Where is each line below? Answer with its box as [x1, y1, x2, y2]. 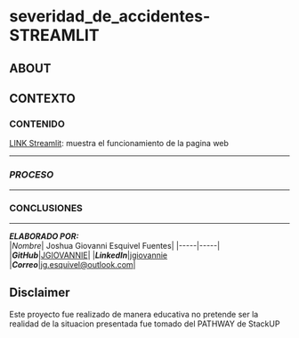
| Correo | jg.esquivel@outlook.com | [9, 259, 136, 269]
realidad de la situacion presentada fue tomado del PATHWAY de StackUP [9, 318, 280, 329]
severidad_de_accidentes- [9, 6, 211, 27]
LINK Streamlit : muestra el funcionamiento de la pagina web [9, 138, 230, 149]
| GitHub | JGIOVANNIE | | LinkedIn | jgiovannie [9, 250, 167, 260]
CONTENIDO [9, 118, 65, 130]
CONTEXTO [9, 91, 76, 106]
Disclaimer [9, 285, 70, 301]
